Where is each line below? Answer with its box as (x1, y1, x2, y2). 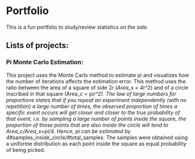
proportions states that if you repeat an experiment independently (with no (6, 96, 187, 103)
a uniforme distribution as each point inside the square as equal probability (6, 140, 187, 147)
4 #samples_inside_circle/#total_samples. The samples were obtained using (6, 134, 188, 141)
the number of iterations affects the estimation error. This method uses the (6, 77, 186, 84)
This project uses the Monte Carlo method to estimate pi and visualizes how (6, 72, 189, 79)
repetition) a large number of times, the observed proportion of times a (6, 103, 177, 110)
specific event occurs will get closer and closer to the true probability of (6, 109, 180, 116)
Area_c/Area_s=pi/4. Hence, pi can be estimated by (6, 127, 131, 134)
